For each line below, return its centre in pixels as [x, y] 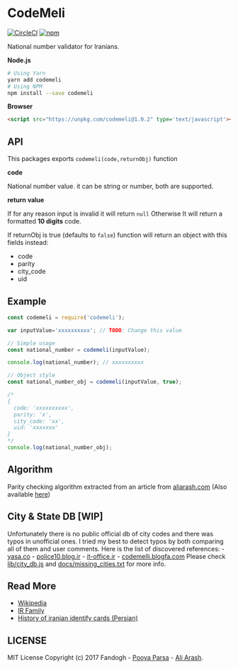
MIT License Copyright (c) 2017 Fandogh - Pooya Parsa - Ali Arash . [106, 658]
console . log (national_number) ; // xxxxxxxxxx [75, 363]
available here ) [29, 494]
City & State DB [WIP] [55, 517]
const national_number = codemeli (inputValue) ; [79, 350]
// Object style [31, 375]
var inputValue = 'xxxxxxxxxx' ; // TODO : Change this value [95, 330]
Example [27, 301]
